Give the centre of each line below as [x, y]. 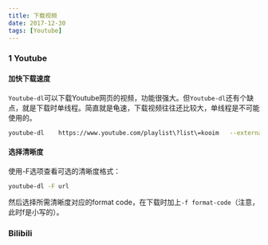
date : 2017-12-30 [37, 23]
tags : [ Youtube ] [35, 30]
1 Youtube [28, 58]
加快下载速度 [29, 78]
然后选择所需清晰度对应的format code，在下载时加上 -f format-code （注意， [134, 202]
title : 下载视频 [33, 16]
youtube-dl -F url [39, 186]
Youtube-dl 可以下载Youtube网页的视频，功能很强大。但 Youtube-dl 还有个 [128, 97]
